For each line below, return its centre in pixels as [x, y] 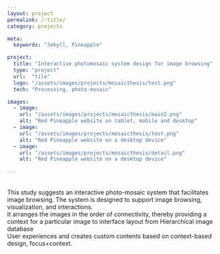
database [21, 229]
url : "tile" [32, 76]
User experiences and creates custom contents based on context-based [110, 236]
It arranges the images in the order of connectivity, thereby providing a [107, 214]
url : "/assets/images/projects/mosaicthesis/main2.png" [101, 115]
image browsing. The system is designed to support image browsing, [105, 199]
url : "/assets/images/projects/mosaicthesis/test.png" [99, 134]
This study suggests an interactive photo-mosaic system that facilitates [108, 192]
